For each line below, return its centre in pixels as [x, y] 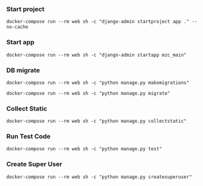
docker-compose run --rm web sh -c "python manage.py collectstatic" [97, 121]
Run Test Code [28, 137]
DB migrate [23, 70]
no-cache [17, 27]
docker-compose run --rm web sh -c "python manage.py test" [84, 149]
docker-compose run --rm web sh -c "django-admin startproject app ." [98, 22]
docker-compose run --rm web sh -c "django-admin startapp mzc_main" [97, 55]
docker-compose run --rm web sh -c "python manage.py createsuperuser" [99, 177]
